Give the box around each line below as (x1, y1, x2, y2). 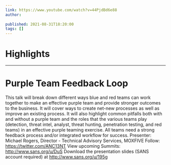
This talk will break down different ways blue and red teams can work (5, 94, 151, 101)
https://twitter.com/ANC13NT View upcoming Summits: (5, 143, 121, 149)
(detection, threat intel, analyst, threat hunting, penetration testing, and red (5, 121, 162, 127)
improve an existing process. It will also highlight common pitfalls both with (5, 111, 162, 117)
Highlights (5, 48, 50, 60)
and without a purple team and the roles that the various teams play (5, 116, 147, 122)
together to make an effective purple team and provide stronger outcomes (5, 100, 161, 106)
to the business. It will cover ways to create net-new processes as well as (5, 105, 160, 111)
